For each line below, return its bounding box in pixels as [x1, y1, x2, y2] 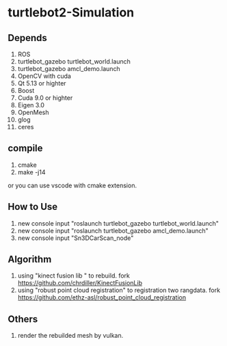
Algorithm [8, 254, 52, 265]
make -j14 [17, 168, 46, 176]
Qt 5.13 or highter [17, 79, 67, 87]
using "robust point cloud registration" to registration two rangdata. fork [17, 286, 221, 295]
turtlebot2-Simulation [8, 5, 135, 21]
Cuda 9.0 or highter [17, 94, 73, 102]
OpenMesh [17, 108, 49, 116]
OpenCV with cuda [17, 72, 71, 80]
